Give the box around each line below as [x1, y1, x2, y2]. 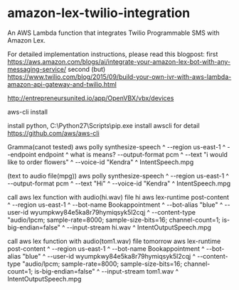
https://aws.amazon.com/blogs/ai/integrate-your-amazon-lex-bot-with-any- [7, 57, 231, 65]
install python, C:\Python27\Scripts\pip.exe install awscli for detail [7, 121, 201, 129]
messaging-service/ [7, 65, 66, 73]
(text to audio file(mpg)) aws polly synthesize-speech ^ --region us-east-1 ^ [7, 171, 229, 180]
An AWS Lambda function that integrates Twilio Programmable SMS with [7, 28, 220, 37]
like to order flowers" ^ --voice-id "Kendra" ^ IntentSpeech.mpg [7, 158, 194, 166]
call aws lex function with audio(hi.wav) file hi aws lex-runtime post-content [7, 193, 230, 201]
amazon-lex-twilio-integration [7, 5, 191, 21]
